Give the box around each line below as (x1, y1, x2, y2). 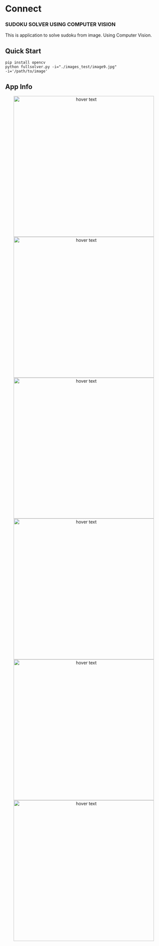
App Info (5, 82, 32, 91)
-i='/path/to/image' (5, 69, 48, 74)
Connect (5, 3, 42, 15)
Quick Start (5, 47, 41, 55)
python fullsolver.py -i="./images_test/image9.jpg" (5, 65, 117, 70)
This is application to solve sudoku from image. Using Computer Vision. (5, 32, 152, 38)
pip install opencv (5, 60, 46, 65)
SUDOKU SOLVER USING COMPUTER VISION (5, 21, 116, 28)
